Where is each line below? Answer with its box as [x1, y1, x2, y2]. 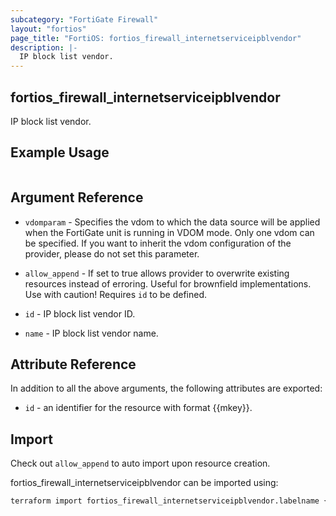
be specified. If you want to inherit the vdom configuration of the [24, 237, 292, 249]
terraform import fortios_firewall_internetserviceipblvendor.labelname [10, 496, 320, 506]
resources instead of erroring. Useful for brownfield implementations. [24, 277, 312, 290]
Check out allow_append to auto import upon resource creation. [10, 457, 271, 470]
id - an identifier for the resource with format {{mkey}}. [24, 402, 253, 414]
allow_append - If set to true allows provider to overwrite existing [24, 267, 290, 279]
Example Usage [10, 144, 110, 161]
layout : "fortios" [10, 24, 87, 34]
